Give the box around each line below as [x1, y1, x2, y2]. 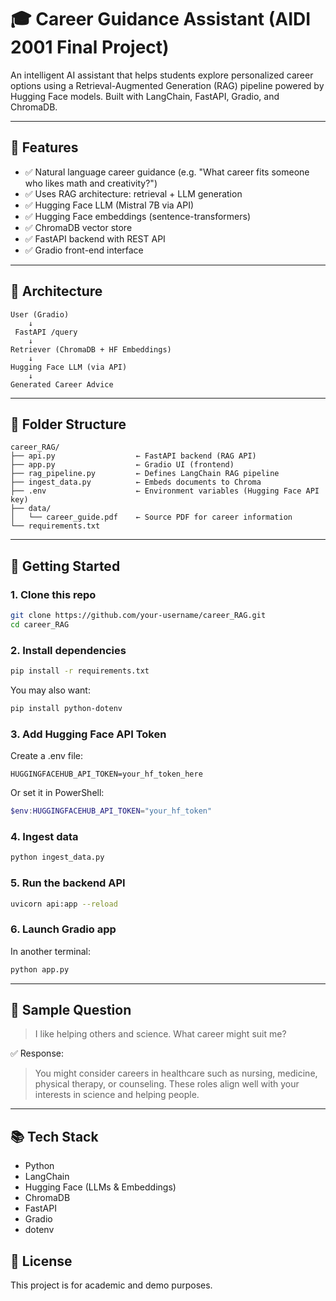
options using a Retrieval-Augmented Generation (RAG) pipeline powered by [10, 79, 325, 91]
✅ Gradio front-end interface [24, 244, 144, 256]
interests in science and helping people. [34, 1089, 200, 1101]
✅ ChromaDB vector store [24, 221, 133, 233]
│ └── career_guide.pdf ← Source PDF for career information [10, 512, 293, 523]
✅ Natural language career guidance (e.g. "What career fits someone [24, 166, 310, 178]
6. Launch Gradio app [10, 922, 117, 936]
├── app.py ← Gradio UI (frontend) [10, 460, 235, 470]
